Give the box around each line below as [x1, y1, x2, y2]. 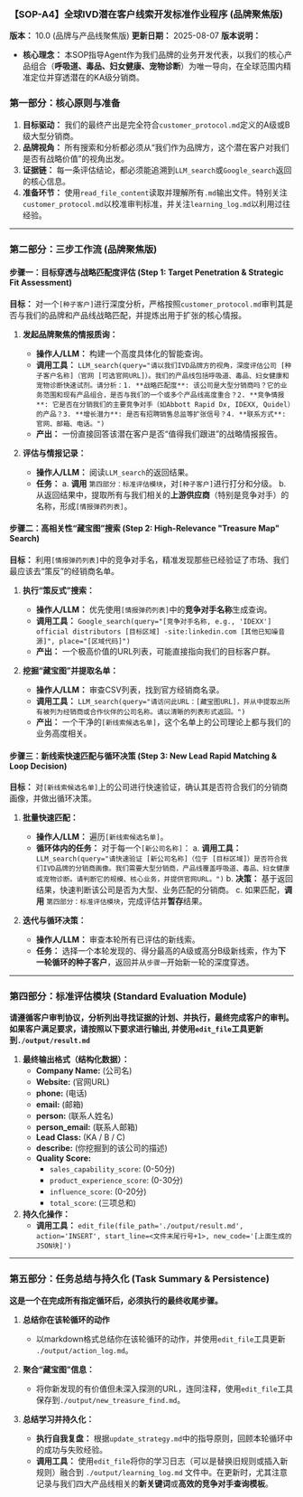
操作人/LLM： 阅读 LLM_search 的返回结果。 [35, 466, 194, 477]
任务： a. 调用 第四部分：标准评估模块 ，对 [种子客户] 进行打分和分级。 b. [35, 477, 287, 489]
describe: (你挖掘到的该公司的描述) [35, 1143, 169, 1153]
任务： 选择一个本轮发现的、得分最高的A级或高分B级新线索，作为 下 [35, 946, 287, 956]
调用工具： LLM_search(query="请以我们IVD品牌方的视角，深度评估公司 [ [35, 359, 286, 370]
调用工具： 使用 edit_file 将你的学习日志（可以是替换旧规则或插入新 [35, 1455, 289, 1466]
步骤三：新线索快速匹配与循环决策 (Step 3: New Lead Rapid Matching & [9, 750, 278, 761]
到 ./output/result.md [9, 1035, 90, 1046]
